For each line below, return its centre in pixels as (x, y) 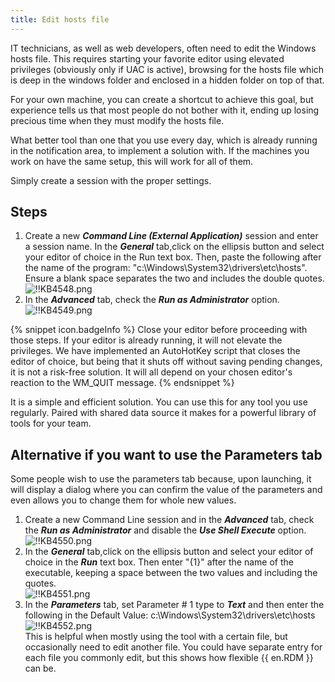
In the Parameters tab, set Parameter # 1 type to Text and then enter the (174, 605)
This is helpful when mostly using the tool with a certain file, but (156, 637)
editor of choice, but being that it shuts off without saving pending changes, (166, 362)
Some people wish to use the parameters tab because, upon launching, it (161, 479)
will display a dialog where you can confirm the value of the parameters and (166, 490)
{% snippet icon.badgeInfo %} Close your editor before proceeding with (159, 330)
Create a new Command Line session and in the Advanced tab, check (169, 520)
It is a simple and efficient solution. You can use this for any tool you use (159, 402)
